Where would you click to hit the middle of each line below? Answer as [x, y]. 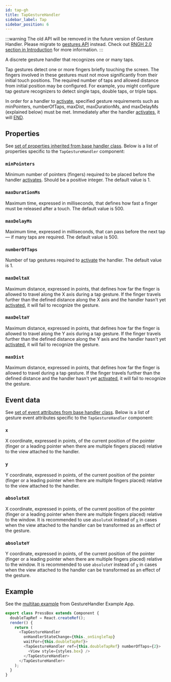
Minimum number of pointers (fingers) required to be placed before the [80, 174]
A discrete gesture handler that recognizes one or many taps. [70, 60]
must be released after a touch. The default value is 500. [65, 208]
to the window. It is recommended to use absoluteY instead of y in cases [81, 565]
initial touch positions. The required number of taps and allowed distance [82, 80]
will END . [15, 118]
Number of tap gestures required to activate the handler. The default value [83, 260]
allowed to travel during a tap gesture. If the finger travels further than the [83, 373]
